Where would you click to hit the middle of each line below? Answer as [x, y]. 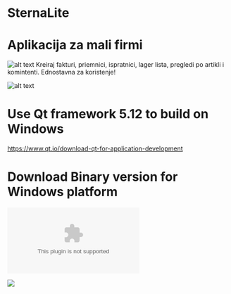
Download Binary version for [93, 177]
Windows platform [63, 192]
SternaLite [38, 13]
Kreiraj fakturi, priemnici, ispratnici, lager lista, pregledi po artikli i [130, 65]
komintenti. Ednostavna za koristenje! [62, 72]
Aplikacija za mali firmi [75, 45]
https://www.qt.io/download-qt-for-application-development [95, 148]
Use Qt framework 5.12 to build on [108, 114]
